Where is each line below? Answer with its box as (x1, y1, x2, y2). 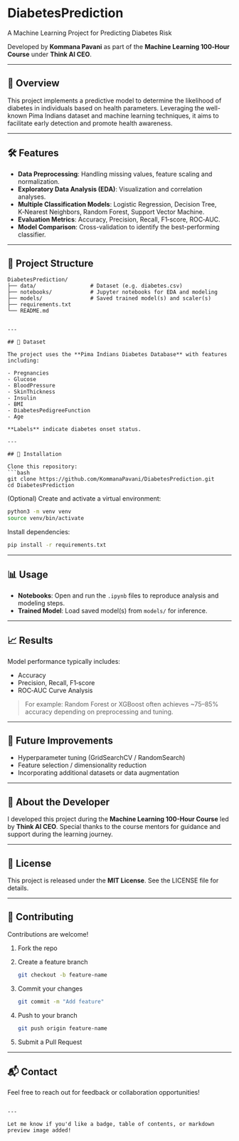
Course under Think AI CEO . (7, 50, 92, 58)
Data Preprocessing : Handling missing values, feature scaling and (17, 170, 213, 178)
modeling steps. (17, 598, 65, 607)
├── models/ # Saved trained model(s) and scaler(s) (7, 295, 212, 302)
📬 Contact (7, 1066, 58, 1078)
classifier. (17, 230, 46, 239)
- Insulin (7, 395, 37, 402)
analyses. (17, 192, 46, 201)
